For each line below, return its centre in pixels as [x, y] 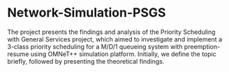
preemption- [202, 46]
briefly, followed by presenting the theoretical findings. [86, 61]
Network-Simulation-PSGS [87, 13]
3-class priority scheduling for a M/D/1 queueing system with [95, 46]
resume [18, 54]
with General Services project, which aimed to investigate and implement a [114, 39]
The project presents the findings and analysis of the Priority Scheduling [111, 32]
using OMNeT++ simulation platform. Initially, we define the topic [123, 54]
